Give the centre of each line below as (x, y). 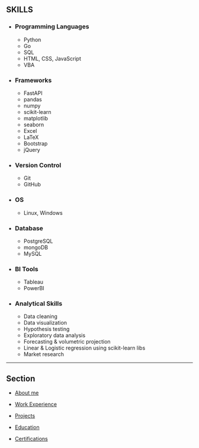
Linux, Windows (43, 212)
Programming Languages (52, 27)
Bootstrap (36, 143)
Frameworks (33, 80)
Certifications (31, 439)
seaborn (34, 125)
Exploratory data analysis (54, 335)
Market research (44, 354)
